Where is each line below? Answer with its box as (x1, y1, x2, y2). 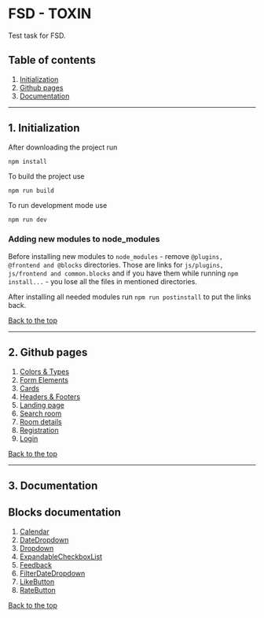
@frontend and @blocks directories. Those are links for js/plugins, (8, 260, 224, 269)
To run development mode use (8, 200, 108, 209)
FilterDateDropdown (19, 568, 86, 578)
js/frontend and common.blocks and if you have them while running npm (8, 268, 239, 278)
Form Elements (19, 375, 69, 384)
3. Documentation (8, 479, 98, 493)
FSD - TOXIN (8, 5, 92, 23)
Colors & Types (19, 367, 69, 376)
